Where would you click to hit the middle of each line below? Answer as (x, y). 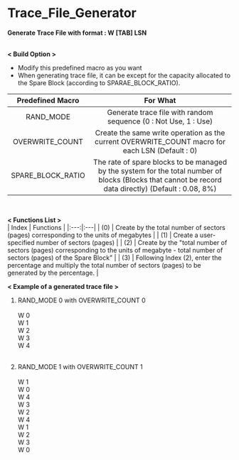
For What (160, 100)
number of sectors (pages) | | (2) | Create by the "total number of (132, 242)
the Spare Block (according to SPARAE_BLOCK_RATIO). (99, 82)
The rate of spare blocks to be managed (160, 162)
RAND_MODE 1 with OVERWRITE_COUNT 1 (80, 366)
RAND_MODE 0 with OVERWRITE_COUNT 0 (81, 300)
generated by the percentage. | (53, 273)
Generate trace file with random (160, 112)
